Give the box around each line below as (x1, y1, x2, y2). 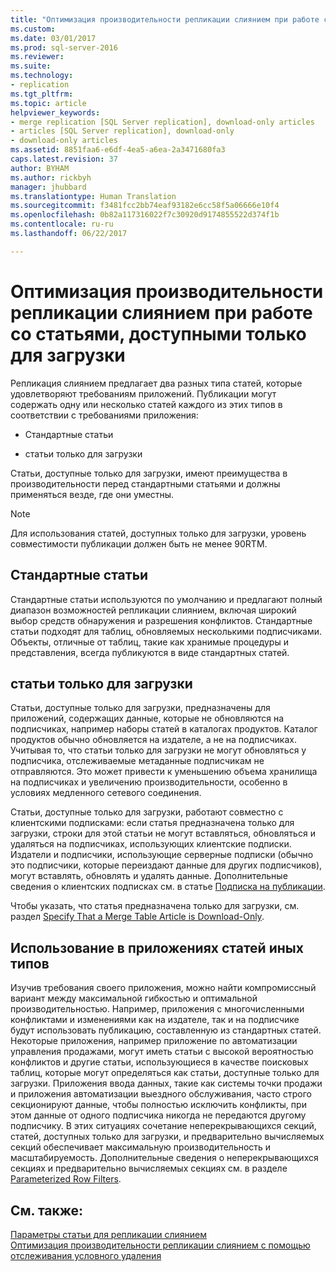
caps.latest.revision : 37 (10, 154, 118, 164)
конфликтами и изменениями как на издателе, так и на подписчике (10, 1014, 300, 1026)
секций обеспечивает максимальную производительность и (10, 1141, 272, 1153)
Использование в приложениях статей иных (10, 939, 304, 956)
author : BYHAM (10, 163, 70, 173)
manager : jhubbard (10, 182, 87, 192)
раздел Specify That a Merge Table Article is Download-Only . (10, 911, 265, 923)
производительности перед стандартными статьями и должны (10, 477, 281, 490)
